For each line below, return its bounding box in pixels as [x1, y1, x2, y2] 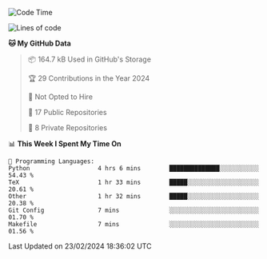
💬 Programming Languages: [8, 157, 94, 165]
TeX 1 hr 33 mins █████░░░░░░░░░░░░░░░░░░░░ [8, 178, 260, 186]
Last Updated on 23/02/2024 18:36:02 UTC [8, 241, 152, 251]
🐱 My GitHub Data [8, 38, 72, 48]
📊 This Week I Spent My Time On [8, 139, 122, 148]
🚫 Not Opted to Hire [27, 92, 94, 102]
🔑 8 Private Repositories [27, 123, 108, 132]
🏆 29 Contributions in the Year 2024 [27, 74, 150, 83]
